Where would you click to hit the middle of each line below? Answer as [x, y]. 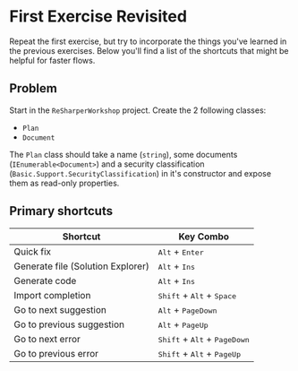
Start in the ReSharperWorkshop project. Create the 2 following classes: [138, 110]
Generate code [45, 280]
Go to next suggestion [60, 309]
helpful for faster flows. [52, 60]
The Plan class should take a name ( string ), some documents [123, 154]
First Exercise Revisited [98, 17]
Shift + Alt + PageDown [204, 339]
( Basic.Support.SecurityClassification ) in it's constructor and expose [140, 173]
